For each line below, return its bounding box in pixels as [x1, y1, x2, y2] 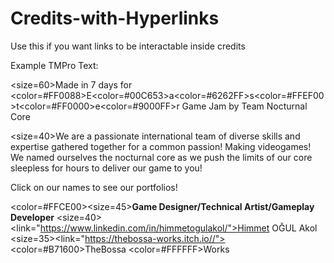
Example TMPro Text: [10, 59, 99, 71]
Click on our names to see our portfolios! [10, 181, 178, 193]
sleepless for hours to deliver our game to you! [10, 162, 203, 174]
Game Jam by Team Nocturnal [181, 100, 308, 112]
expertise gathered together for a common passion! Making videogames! [10, 140, 312, 152]
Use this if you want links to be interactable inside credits [10, 40, 246, 52]
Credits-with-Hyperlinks [10, 7, 220, 30]
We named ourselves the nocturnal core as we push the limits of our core [10, 151, 313, 163]
